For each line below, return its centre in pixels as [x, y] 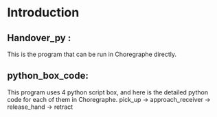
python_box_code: [48, 76]
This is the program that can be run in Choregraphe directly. [92, 54]
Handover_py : [39, 38]
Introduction [43, 13]
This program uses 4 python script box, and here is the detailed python [107, 92]
